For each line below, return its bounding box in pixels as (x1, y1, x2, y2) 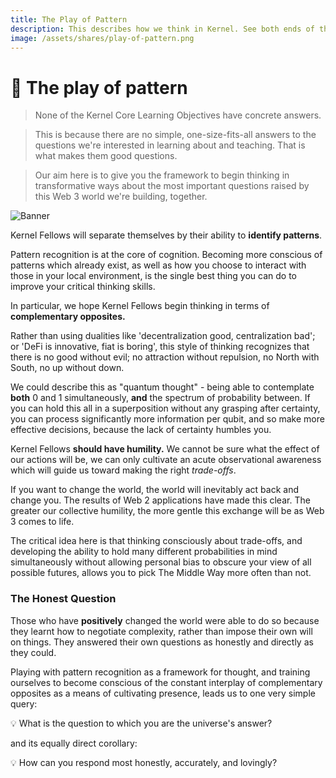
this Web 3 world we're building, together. (34, 191, 208, 203)
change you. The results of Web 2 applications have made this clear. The (10, 494, 311, 506)
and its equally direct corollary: (10, 737, 138, 749)
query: (10, 697, 38, 710)
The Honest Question (10, 592, 117, 606)
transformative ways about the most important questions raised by (34, 180, 310, 192)
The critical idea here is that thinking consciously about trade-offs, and (10, 535, 303, 547)
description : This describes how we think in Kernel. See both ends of (10, 24, 315, 34)
